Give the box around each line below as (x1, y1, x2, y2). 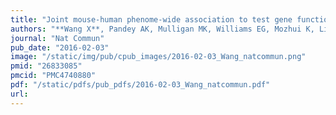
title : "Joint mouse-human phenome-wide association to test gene (10, 14, 293, 25)
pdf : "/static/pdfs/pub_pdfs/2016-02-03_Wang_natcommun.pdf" (10, 80, 271, 90)
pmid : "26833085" (10, 61, 83, 71)
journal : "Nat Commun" (10, 33, 105, 43)
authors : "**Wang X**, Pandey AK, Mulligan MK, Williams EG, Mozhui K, (10, 24, 315, 34)
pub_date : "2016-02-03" (10, 42, 110, 53)
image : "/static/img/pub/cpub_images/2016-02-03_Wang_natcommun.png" (10, 52, 307, 62)
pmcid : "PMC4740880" (10, 71, 97, 81)
